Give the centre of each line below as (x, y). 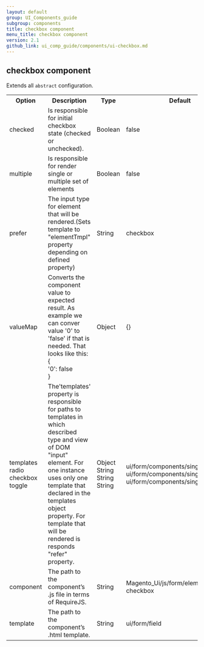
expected (61, 300)
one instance (66, 470)
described (62, 432)
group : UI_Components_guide (42, 18)
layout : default (27, 12)
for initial (60, 118)
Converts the (66, 277)
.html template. (69, 635)
